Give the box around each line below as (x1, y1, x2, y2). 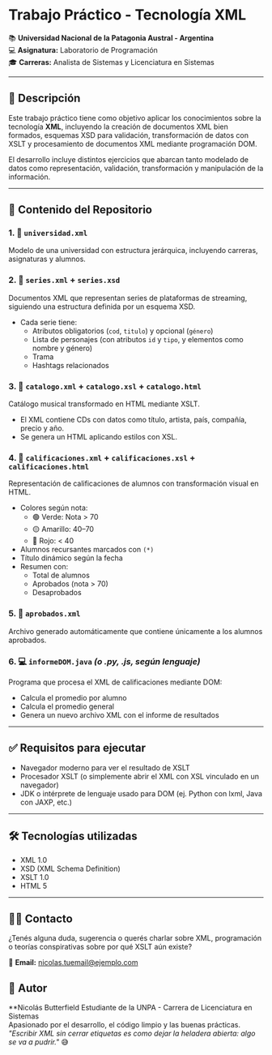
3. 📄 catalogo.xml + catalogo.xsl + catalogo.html (8, 380, 202, 392)
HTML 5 (19, 881, 48, 890)
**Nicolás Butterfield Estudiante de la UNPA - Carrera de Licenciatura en (8, 1003, 253, 1013)
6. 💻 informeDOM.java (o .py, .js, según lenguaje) (8, 655, 201, 667)
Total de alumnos (32, 570, 91, 581)
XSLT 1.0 (19, 872, 49, 881)
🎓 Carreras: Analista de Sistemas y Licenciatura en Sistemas (8, 57, 215, 66)
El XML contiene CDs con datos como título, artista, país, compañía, (19, 415, 247, 425)
